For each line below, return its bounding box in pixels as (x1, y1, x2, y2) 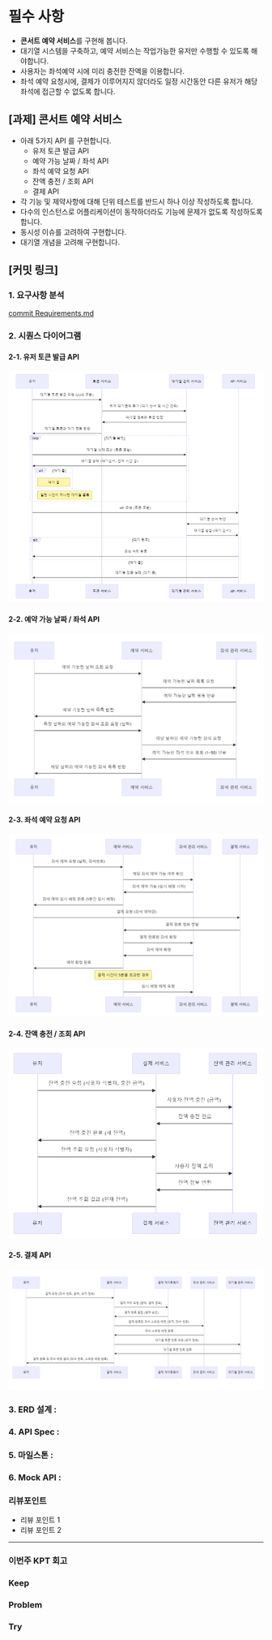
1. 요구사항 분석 (8, 290, 65, 301)
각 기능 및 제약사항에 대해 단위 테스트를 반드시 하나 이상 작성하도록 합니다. (19, 196, 253, 206)
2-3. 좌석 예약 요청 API (8, 815, 81, 825)
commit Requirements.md (8, 309, 95, 318)
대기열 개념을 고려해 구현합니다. (19, 237, 120, 247)
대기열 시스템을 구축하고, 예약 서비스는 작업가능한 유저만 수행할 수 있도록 (19, 45, 249, 55)
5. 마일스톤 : (8, 1449, 54, 1461)
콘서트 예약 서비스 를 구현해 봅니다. (19, 36, 128, 45)
